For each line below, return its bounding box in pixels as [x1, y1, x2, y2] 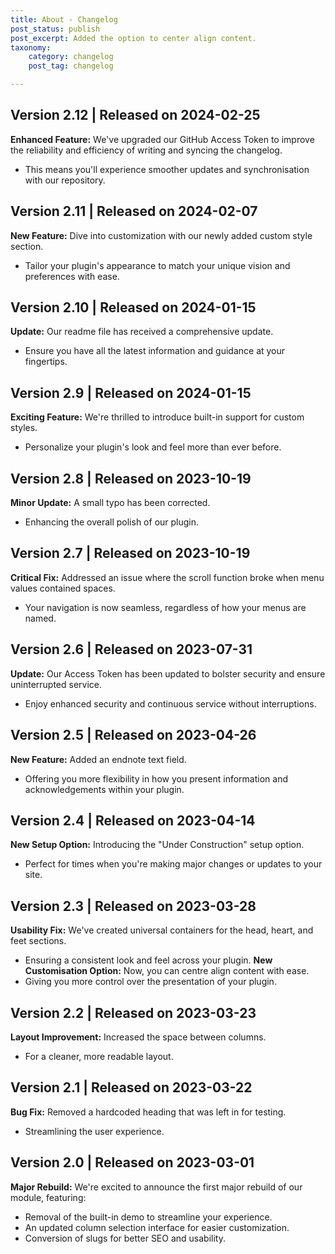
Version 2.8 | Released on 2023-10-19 [10, 470, 252, 487]
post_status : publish [10, 24, 101, 34]
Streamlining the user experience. [24, 1125, 165, 1137]
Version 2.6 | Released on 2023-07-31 [10, 641, 253, 658]
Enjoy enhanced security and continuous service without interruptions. [24, 697, 317, 710]
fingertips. [24, 356, 68, 368]
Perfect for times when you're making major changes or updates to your [24, 858, 323, 870]
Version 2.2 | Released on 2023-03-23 [10, 1004, 257, 1021]
